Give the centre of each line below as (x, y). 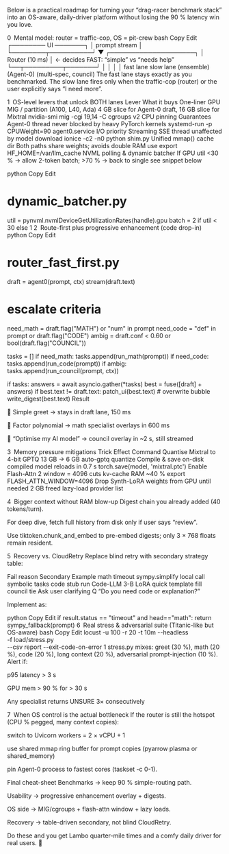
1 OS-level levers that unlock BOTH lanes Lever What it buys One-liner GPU (114, 102)
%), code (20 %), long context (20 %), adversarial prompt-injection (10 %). (112, 654)
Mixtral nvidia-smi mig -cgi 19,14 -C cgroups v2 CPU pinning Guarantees (109, 117)
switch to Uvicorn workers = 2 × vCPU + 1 (66, 735)
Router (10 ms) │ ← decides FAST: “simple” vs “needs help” (91, 60)
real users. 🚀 (25, 842)
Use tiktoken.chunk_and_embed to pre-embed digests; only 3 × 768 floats (112, 535)
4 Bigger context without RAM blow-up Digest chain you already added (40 (114, 501)
